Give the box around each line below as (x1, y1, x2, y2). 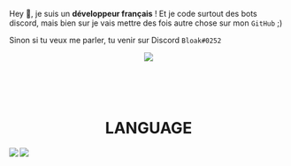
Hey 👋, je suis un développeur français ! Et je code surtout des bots (9, 9, 258, 19)
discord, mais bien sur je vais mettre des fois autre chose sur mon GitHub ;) (9, 18, 283, 28)
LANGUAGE (104, 118, 193, 139)
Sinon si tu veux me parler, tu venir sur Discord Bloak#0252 (9, 35, 222, 45)
